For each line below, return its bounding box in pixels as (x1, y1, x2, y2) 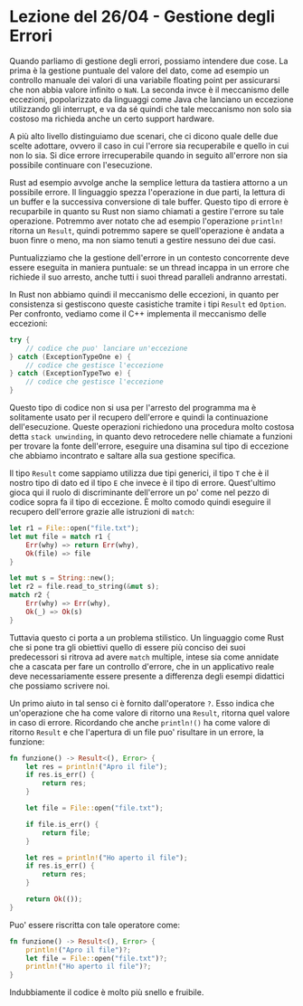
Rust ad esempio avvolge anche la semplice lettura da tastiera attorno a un (9, 176, 288, 187)
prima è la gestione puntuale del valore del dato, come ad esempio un (9, 65, 270, 76)
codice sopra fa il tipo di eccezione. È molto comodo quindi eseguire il (9, 497, 271, 508)
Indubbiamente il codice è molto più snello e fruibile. (9, 987, 204, 998)
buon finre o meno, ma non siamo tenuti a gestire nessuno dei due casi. (9, 234, 277, 245)
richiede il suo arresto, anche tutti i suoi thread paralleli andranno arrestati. (9, 271, 288, 282)
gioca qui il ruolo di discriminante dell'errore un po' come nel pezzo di (9, 487, 270, 498)
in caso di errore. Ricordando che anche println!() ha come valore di (9, 717, 270, 727)
